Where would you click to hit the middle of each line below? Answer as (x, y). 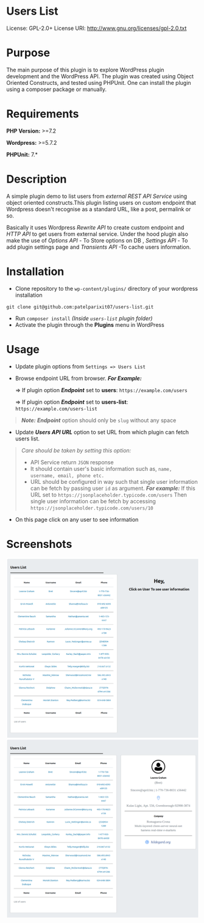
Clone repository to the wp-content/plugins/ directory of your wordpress (107, 288)
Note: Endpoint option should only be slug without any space (99, 420)
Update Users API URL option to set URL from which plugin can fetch (102, 432)
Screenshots (39, 544)
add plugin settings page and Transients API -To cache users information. (99, 247)
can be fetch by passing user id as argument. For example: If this (113, 488)
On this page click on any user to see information (77, 519)
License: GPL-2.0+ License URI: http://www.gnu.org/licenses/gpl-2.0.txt (97, 28)
